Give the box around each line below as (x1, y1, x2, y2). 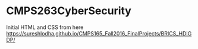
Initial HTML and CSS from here (6, 24, 84, 31)
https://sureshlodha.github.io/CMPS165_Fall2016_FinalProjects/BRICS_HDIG (6, 30, 192, 37)
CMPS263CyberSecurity (6, 4, 132, 18)
